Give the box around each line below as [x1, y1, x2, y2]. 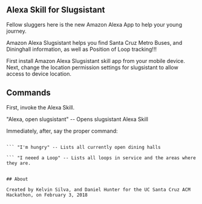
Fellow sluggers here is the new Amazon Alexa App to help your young [6, 21, 183, 28]
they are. [6, 160, 31, 166]
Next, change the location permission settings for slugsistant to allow [6, 64, 178, 71]
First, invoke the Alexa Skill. [6, 104, 74, 111]
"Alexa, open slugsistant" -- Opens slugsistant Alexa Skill [6, 115, 148, 123]
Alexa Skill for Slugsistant [6, 5, 105, 15]
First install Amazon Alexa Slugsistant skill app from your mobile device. [6, 57, 186, 64]
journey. [6, 27, 27, 35]
